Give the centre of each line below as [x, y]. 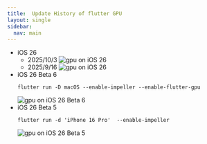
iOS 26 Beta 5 [37, 107]
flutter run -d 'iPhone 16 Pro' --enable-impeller [93, 120]
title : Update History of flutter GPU [65, 13]
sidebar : [20, 26]
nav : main [27, 33]
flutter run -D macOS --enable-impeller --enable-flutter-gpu [109, 87]
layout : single [29, 20]
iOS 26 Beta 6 [37, 75]
